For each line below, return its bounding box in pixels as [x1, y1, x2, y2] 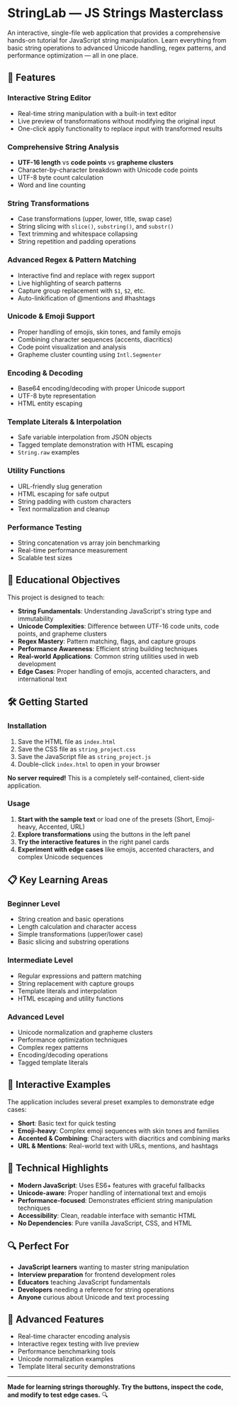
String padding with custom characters [17, 497, 132, 506]
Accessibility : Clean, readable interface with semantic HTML [17, 1211, 197, 1219]
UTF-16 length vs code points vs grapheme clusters [17, 158, 174, 166]
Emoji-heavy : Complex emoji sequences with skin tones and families [17, 1126, 220, 1135]
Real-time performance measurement [17, 546, 127, 555]
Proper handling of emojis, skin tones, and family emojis [17, 327, 181, 336]
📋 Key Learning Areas [7, 874, 108, 886]
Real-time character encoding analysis [17, 1332, 131, 1341]
